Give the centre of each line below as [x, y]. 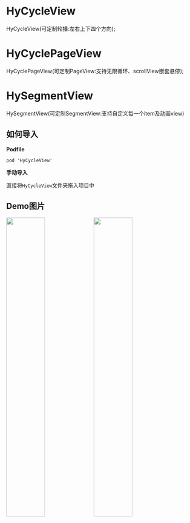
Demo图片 [26, 206]
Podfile [15, 149]
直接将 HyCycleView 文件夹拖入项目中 [51, 185]
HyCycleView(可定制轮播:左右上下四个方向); [61, 28]
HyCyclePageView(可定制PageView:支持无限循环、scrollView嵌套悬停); [95, 71]
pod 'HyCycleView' [29, 160]
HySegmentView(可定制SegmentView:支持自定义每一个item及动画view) [95, 113]
